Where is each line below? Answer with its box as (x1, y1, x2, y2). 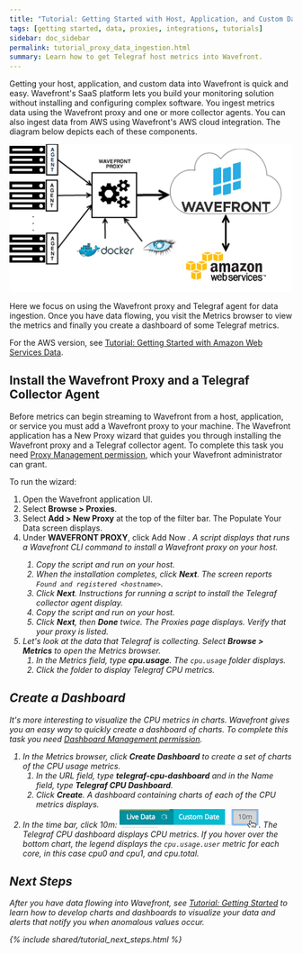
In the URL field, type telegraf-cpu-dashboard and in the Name (35, 770, 274, 781)
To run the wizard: (9, 476, 77, 486)
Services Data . (9, 347, 64, 358)
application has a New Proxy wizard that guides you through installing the (9, 430, 281, 441)
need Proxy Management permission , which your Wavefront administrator (9, 449, 283, 459)
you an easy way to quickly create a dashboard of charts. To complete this (9, 723, 289, 734)
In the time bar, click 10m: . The (22, 819, 278, 830)
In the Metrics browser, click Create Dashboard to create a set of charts (22, 750, 292, 761)
